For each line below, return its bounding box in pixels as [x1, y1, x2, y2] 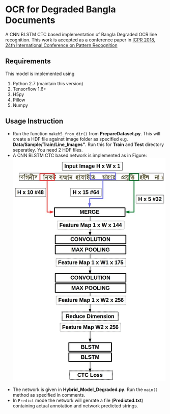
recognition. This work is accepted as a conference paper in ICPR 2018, [5, 37, 156, 43]
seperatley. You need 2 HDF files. [12, 147, 83, 153]
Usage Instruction [5, 117, 64, 126]
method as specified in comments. [12, 392, 86, 398]
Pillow [12, 96, 25, 103]
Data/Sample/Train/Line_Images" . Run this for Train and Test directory [12, 141, 164, 148]
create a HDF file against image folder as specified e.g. [12, 136, 128, 142]
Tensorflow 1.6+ [12, 86, 47, 92]
